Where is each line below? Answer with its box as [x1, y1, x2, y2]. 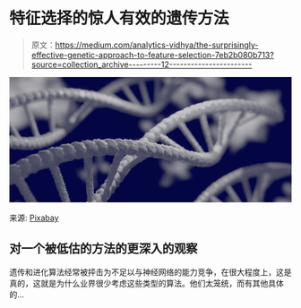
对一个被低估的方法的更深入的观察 [9, 241, 198, 256]
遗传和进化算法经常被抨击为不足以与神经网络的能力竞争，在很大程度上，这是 [9, 266, 292, 278]
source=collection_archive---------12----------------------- [30, 59, 253, 70]
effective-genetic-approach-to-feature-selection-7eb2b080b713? [30, 49, 275, 60]
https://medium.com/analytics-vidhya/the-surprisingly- [55, 39, 259, 50]
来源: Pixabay [9, 212, 60, 223]
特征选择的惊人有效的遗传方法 [9, 8, 230, 29]
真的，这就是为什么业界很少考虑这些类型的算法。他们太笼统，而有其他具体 [9, 278, 284, 288]
